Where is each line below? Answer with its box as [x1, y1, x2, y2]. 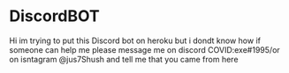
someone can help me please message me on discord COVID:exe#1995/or [9, 44, 280, 55]
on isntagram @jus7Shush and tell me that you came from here [9, 54, 239, 64]
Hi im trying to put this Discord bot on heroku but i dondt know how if [9, 35, 261, 46]
